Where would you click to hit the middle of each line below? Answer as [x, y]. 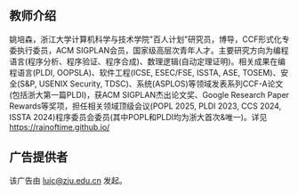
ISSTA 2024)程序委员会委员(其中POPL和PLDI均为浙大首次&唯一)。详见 [138, 117]
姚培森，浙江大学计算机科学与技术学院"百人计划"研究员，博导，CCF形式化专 [149, 39]
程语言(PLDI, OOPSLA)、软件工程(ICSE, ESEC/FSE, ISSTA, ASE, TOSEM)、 [145, 72]
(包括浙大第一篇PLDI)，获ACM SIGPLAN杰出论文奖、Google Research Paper [149, 94]
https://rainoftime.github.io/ [60, 126]
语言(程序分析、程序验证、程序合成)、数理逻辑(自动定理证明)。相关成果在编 [148, 61]
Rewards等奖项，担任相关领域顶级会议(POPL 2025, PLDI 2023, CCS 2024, [145, 106]
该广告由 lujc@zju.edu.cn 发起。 [68, 180]
